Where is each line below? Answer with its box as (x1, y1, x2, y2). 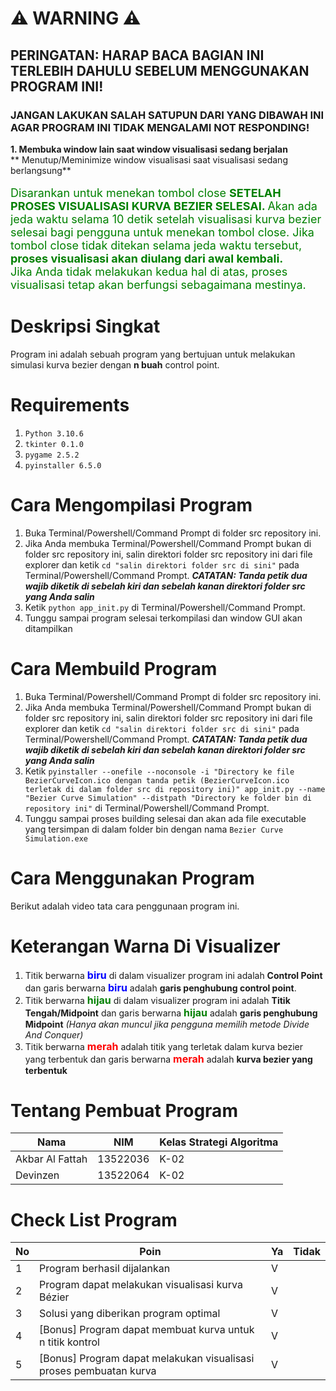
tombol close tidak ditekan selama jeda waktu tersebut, (10, 238, 303, 252)
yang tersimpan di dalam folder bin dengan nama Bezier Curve (24, 823, 284, 835)
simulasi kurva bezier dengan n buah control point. (10, 358, 220, 371)
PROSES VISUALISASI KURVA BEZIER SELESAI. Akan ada (10, 198, 318, 213)
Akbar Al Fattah (15, 1152, 88, 1166)
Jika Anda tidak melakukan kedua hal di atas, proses (10, 264, 288, 279)
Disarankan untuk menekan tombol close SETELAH (10, 185, 282, 200)
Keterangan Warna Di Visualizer (10, 935, 281, 957)
